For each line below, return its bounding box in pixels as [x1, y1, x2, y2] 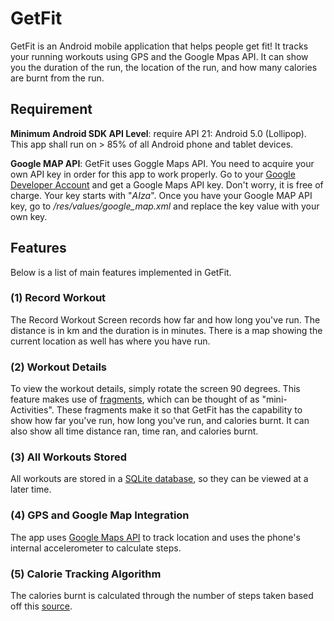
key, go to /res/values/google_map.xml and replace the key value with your [10, 200, 320, 212]
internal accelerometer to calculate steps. [10, 542, 182, 554]
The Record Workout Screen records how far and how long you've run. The [10, 313, 321, 326]
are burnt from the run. [10, 72, 105, 84]
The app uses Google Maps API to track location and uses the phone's [10, 531, 301, 543]
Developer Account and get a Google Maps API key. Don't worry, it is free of [10, 178, 324, 191]
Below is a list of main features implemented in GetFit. [10, 266, 232, 278]
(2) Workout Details [10, 360, 107, 374]
